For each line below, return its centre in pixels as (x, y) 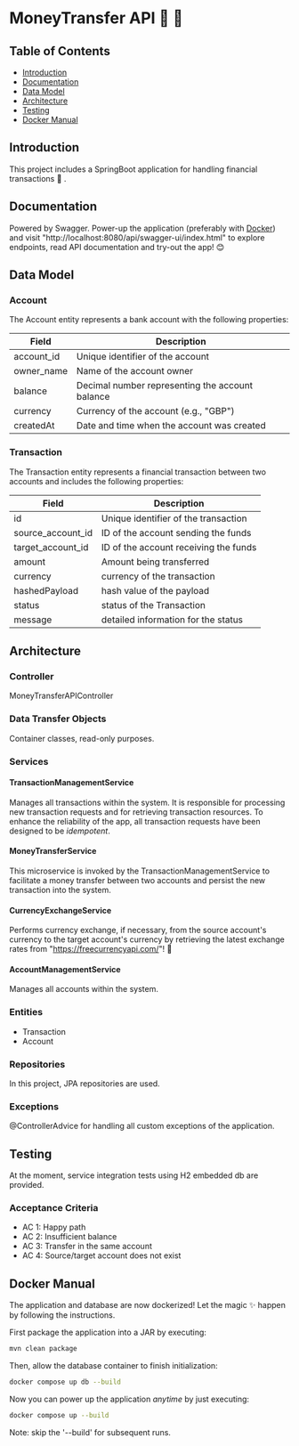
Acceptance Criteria (54, 1207)
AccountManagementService (65, 969)
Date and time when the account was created (171, 426)
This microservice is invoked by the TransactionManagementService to (139, 871)
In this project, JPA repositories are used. (85, 1083)
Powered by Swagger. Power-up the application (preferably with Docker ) (142, 228)
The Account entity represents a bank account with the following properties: (149, 320)
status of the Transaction (154, 605)
